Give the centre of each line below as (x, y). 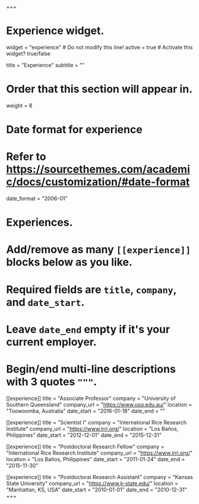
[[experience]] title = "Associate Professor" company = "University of (91, 398)
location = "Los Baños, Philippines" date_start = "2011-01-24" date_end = (96, 459)
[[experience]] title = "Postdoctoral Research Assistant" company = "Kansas (99, 477)
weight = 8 (19, 105)
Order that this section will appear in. (99, 89)
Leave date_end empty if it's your (88, 329)
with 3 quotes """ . (52, 382)
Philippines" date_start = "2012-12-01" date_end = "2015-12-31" (84, 435)
